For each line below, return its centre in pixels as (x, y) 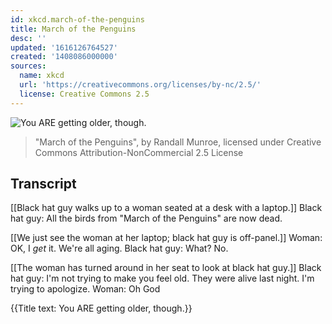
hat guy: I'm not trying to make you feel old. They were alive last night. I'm (162, 278)
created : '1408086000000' (64, 57)
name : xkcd (42, 76)
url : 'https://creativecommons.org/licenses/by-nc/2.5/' (140, 85)
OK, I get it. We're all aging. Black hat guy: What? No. (119, 248)
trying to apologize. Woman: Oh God (85, 289)
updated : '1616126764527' (64, 47)
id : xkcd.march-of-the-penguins (77, 19)
